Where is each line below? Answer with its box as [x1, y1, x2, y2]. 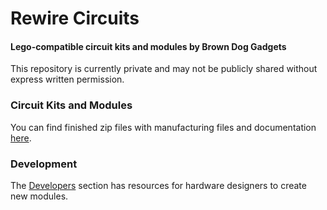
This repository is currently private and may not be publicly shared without [10, 63, 318, 75]
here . [10, 132, 32, 144]
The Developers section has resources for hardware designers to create [10, 179, 307, 191]
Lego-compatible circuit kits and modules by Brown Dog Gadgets [10, 40, 287, 52]
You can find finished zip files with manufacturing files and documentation [10, 121, 317, 133]
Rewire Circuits [10, 7, 140, 30]
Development [10, 157, 78, 171]
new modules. [10, 190, 69, 202]
